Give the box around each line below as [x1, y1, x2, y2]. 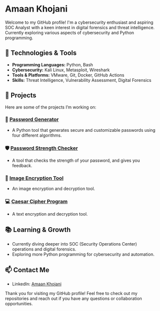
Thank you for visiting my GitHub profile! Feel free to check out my [5, 291, 138, 296]
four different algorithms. [12, 132, 62, 138]
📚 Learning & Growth [5, 226, 71, 234]
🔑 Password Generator [5, 116, 59, 123]
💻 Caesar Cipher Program [5, 198, 68, 205]
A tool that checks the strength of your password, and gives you [12, 157, 140, 163]
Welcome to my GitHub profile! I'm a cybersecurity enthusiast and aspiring [5, 19, 154, 25]
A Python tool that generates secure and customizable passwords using [12, 127, 156, 133]
